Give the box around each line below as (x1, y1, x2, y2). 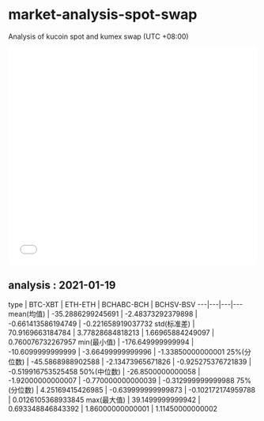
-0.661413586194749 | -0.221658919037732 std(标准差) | (8, 318, 195, 329)
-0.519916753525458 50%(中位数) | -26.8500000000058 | (8, 366, 201, 376)
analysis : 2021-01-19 (8, 279, 116, 292)
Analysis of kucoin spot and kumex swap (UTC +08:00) (8, 32, 189, 41)
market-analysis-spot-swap (8, 6, 198, 24)
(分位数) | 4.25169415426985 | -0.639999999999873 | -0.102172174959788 (8, 385, 255, 394)
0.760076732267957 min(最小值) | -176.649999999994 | (8, 337, 194, 347)
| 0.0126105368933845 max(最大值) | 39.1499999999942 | (8, 395, 201, 404)
